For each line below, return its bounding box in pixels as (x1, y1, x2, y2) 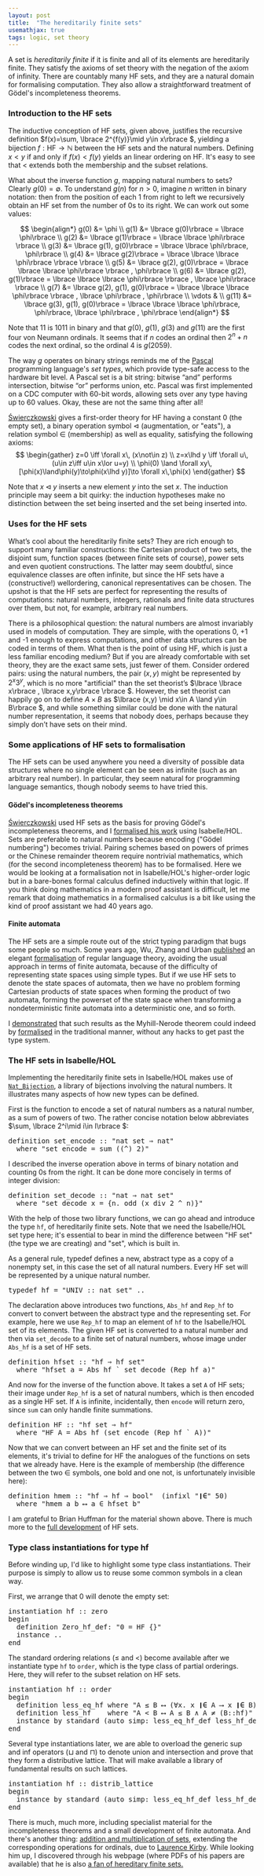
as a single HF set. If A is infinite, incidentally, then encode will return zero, (8, 1397, 245, 1406)
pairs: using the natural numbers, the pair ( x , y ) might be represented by (8, 669, 241, 678)
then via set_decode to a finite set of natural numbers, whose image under (8, 1334, 247, 1343)
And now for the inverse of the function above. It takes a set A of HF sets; (8, 1380, 245, 1390)
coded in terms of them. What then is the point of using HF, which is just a (8, 643, 248, 653)
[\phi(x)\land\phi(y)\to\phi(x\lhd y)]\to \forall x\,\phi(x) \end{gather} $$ (18, 467, 246, 476)
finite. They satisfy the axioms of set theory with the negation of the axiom (8, 64, 249, 73)
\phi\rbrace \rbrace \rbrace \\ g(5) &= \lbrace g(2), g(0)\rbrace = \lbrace (15, 257, 249, 267)
